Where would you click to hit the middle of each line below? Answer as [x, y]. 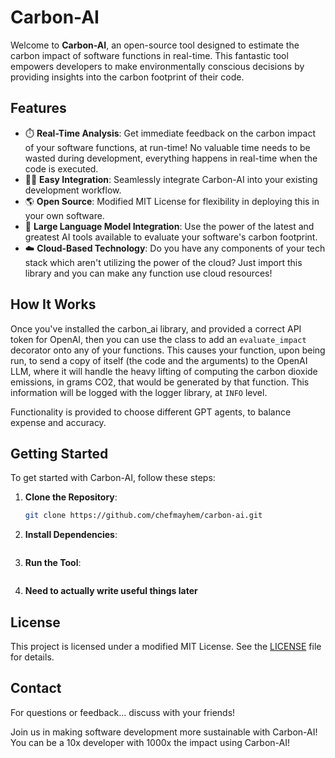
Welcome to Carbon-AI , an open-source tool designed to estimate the [155, 45]
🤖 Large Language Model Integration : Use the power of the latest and [169, 226]
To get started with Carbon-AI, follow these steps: [113, 478]
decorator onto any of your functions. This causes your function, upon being [168, 350]
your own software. [64, 215]
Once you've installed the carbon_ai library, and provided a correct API [156, 328]
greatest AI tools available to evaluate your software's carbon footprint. [171, 237]
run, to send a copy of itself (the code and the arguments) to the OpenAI [159, 360]
